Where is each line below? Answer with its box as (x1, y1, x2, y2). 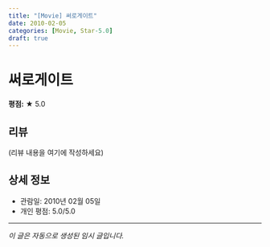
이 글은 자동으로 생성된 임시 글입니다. (8, 230, 125, 241)
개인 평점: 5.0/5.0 (19, 206, 76, 216)
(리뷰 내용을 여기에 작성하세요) (8, 148, 104, 157)
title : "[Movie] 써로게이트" (8, 11, 98, 20)
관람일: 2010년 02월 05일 (19, 196, 101, 205)
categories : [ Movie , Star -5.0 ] (8, 26, 113, 34)
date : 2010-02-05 (8, 19, 67, 27)
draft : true (8, 34, 48, 43)
